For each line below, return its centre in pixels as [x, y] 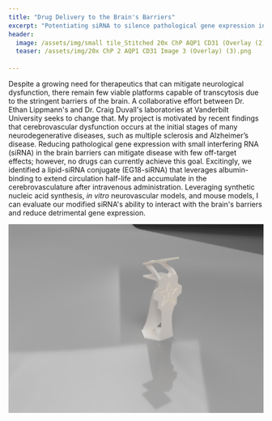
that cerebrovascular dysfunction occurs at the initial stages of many [123, 127]
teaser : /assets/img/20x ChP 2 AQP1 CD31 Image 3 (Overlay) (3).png [134, 51]
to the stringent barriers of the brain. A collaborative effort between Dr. [126, 101]
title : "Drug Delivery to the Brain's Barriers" [92, 17]
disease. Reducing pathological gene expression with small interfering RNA [134, 144]
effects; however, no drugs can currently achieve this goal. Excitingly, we [130, 161]
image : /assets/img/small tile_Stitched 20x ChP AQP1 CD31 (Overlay [134, 43]
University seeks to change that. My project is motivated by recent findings [134, 118]
